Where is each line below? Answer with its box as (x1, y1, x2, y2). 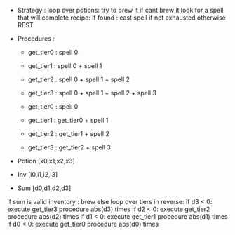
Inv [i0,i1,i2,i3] (17, 170, 58, 178)
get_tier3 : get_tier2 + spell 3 (27, 143, 111, 152)
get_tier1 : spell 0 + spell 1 (27, 62, 102, 69)
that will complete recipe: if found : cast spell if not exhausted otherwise (17, 13, 226, 22)
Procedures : (17, 34, 55, 43)
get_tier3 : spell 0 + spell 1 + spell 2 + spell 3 (27, 89, 156, 97)
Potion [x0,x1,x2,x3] (17, 157, 75, 165)
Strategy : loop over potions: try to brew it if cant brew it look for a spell (17, 6, 224, 14)
